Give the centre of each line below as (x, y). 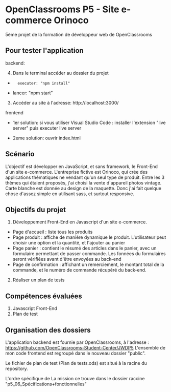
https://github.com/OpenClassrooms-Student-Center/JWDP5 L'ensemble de (86, 348)
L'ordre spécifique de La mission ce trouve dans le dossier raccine (75, 378)
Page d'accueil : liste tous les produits (53, 232)
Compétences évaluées (44, 296)
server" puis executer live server (47, 128)
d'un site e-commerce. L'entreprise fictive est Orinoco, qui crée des (77, 172)
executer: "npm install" (44, 83)
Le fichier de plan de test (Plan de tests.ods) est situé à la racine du (76, 363)
